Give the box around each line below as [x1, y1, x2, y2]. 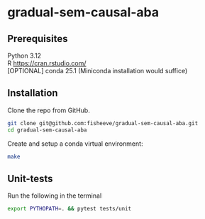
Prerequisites [7, 33, 68, 45]
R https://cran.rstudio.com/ [7, 59, 87, 68]
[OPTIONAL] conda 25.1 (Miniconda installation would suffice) [7, 67, 188, 75]
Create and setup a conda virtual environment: [7, 139, 143, 148]
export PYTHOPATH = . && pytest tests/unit [7, 205, 132, 213]
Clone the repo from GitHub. [7, 106, 90, 114]
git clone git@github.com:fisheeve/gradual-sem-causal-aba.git [7, 119, 199, 127]
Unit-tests [7, 172, 53, 185]
